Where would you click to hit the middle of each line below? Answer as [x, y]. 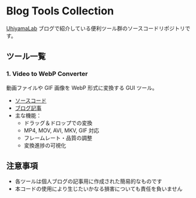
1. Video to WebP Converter [47, 74]
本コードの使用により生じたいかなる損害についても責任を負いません [99, 189]
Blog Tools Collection [60, 11]
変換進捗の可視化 [45, 145]
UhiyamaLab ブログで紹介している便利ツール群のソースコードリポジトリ [96, 28]
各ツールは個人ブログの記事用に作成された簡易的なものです [88, 181]
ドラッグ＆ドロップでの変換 [58, 123]
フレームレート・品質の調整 [58, 138]
